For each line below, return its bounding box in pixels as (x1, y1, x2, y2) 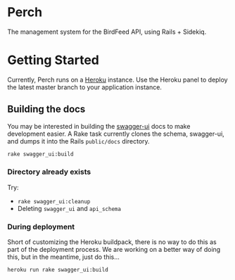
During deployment (7, 222, 75, 231)
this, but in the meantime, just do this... (7, 253, 120, 261)
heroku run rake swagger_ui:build (7, 267, 109, 274)
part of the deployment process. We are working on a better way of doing (7, 246, 221, 254)
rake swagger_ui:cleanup (17, 198, 91, 205)
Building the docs (7, 103, 86, 115)
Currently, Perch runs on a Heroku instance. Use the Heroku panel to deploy (7, 75, 228, 84)
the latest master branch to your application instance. (7, 82, 162, 91)
